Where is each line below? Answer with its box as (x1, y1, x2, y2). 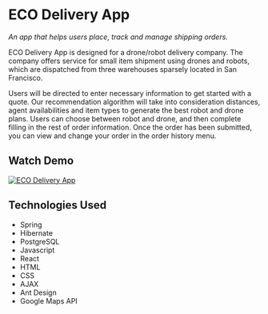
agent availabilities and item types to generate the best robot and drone (8, 105, 244, 115)
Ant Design (19, 288, 58, 297)
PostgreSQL (19, 236, 60, 246)
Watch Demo (8, 154, 74, 168)
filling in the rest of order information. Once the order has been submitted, (8, 122, 252, 132)
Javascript (19, 245, 55, 255)
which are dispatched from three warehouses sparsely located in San (8, 64, 238, 74)
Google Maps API (19, 296, 78, 305)
